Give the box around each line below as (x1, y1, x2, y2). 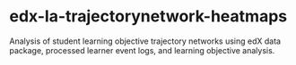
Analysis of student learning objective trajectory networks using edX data (9, 36, 281, 46)
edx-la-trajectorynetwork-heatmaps (9, 6, 288, 27)
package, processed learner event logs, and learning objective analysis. (9, 45, 275, 55)
